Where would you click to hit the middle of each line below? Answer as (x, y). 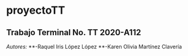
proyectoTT (36, 10)
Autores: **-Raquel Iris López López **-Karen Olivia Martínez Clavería (94, 46)
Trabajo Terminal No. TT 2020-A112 (74, 32)
